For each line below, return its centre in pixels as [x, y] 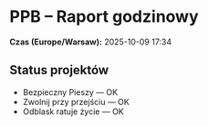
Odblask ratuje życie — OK [73, 111]
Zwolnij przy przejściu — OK [76, 102]
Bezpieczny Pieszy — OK [70, 92]
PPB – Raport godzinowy [104, 17]
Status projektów [59, 70]
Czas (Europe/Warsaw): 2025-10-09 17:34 [91, 42]
